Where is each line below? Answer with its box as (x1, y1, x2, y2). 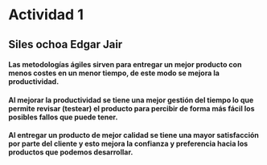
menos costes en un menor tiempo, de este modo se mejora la (8, 68, 220, 78)
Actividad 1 (8, 6, 84, 24)
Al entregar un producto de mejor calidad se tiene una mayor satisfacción (8, 131, 259, 140)
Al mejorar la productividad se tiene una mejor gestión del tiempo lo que (8, 95, 254, 105)
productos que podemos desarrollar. (8, 147, 133, 157)
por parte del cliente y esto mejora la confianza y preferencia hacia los (8, 139, 249, 149)
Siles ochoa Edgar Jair (8, 38, 123, 51)
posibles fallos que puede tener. (8, 112, 118, 122)
